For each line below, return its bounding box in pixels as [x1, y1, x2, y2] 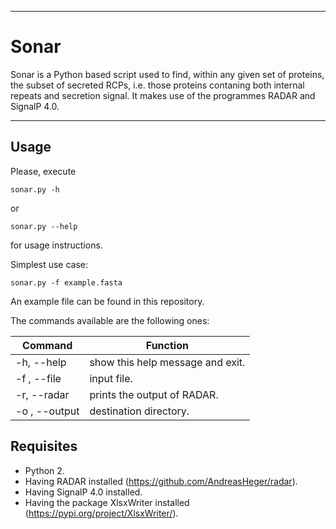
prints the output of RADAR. [89, 387, 219, 401]
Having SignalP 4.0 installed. [24, 486, 143, 498]
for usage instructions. [10, 239, 103, 251]
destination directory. [89, 404, 190, 418]
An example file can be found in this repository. [10, 295, 205, 307]
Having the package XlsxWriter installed [24, 496, 190, 508]
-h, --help [15, 355, 67, 369]
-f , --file [15, 371, 62, 385]
